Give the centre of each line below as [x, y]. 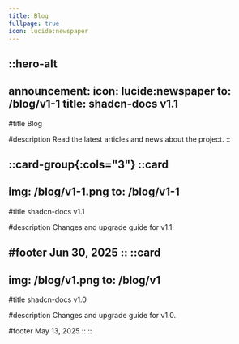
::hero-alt [33, 64]
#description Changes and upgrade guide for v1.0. [92, 315]
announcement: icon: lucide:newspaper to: [120, 91]
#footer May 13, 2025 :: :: [50, 331]
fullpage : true [34, 23]
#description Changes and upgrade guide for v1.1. [91, 227]
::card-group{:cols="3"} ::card [88, 164]
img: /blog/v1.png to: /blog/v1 [85, 280]
